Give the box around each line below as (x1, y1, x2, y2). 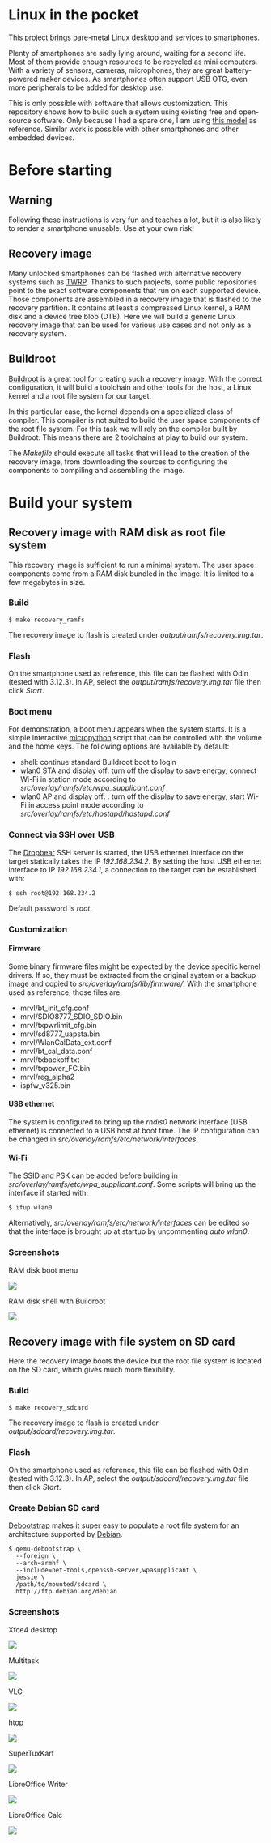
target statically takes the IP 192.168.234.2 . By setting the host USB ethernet (8, 856, 262, 866)
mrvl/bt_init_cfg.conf (19, 1003, 90, 1013)
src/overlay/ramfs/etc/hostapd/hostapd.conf (19, 808, 170, 819)
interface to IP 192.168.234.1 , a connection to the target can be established (8, 864, 256, 874)
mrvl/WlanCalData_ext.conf (19, 1037, 112, 1047)
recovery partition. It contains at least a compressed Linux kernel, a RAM (8, 302, 251, 313)
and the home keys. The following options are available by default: (8, 741, 230, 751)
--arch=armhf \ (15, 1559, 67, 1568)
